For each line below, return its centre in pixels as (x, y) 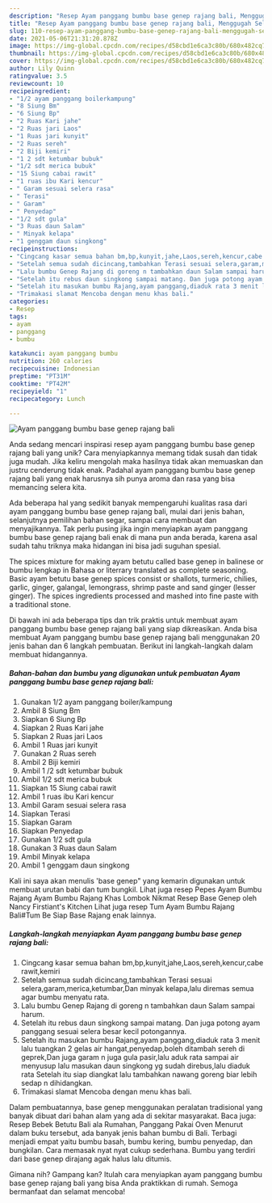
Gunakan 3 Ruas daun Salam (69, 848)
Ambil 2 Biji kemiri (50, 762)
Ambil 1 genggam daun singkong (75, 865)
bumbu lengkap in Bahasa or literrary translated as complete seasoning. (129, 570)
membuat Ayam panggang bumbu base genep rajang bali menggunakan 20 (135, 637)
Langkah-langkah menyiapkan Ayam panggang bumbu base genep (126, 934)
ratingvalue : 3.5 (38, 76)
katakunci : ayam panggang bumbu (63, 354)
